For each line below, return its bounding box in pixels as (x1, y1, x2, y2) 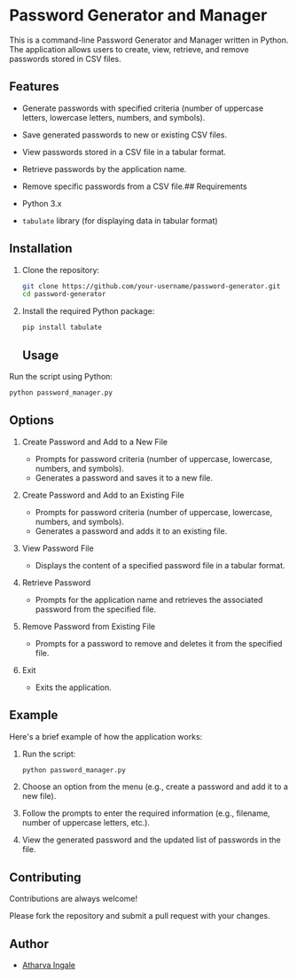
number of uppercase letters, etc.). (21, 818, 151, 828)
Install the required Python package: (21, 306, 155, 317)
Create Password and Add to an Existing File (21, 489, 184, 500)
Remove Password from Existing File (21, 621, 156, 631)
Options (9, 413, 55, 428)
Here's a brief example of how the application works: (9, 731, 203, 741)
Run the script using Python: (9, 372, 113, 381)
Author (9, 936, 49, 952)
